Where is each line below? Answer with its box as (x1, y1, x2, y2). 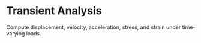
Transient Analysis (6, 4, 102, 18)
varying (6, 29, 25, 37)
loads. (26, 29, 41, 37)
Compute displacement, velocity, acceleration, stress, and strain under (6, 24, 181, 31)
